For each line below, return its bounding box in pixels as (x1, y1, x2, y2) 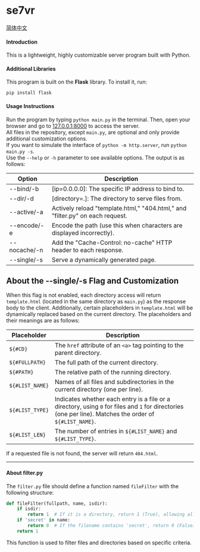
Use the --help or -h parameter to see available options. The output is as (6, 154, 185, 161)
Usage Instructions (6, 102, 55, 109)
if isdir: (17, 506, 42, 512)
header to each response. (51, 246, 124, 254)
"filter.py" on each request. (51, 211, 128, 220)
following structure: (6, 489, 54, 496)
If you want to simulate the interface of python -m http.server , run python (6, 141, 187, 148)
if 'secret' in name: (17, 517, 70, 523)
